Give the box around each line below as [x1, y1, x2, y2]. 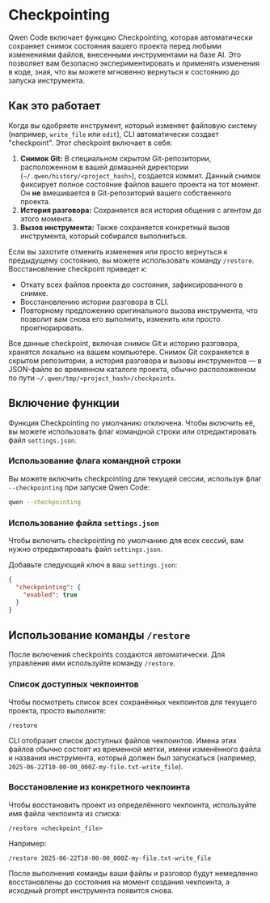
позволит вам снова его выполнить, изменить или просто [19, 314, 221, 323]
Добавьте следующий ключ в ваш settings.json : [8, 560, 178, 570]
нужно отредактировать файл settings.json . [8, 545, 163, 554]
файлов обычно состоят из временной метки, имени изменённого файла [8, 744, 261, 754]
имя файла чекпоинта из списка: [8, 808, 121, 818]
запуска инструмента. [8, 75, 85, 85]
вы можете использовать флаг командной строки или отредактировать [8, 426, 257, 436]
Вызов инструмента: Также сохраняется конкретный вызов [19, 222, 230, 232]
